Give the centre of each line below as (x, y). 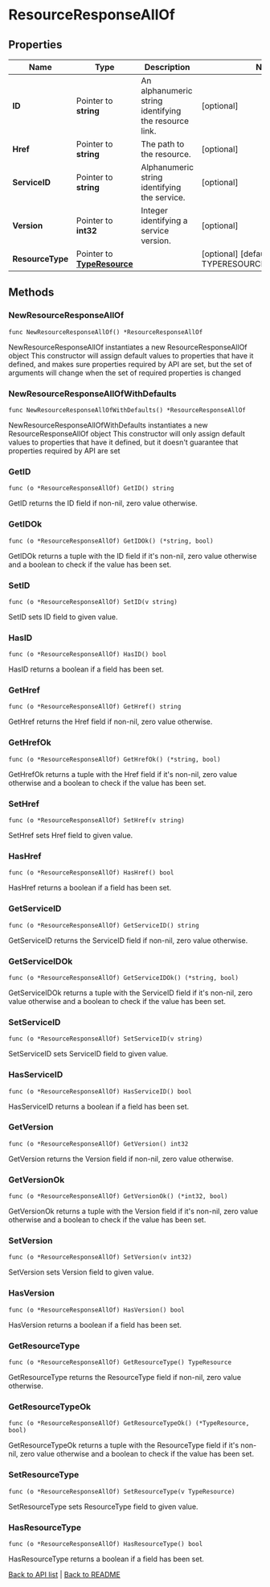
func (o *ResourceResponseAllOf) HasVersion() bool (96, 1310)
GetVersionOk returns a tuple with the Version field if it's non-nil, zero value (133, 1211)
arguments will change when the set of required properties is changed (125, 373)
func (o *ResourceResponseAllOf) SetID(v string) (93, 601)
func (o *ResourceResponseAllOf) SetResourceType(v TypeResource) (122, 1491)
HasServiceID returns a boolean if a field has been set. (99, 1106)
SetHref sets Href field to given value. (71, 836)
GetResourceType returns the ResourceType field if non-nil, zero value (125, 1378)
